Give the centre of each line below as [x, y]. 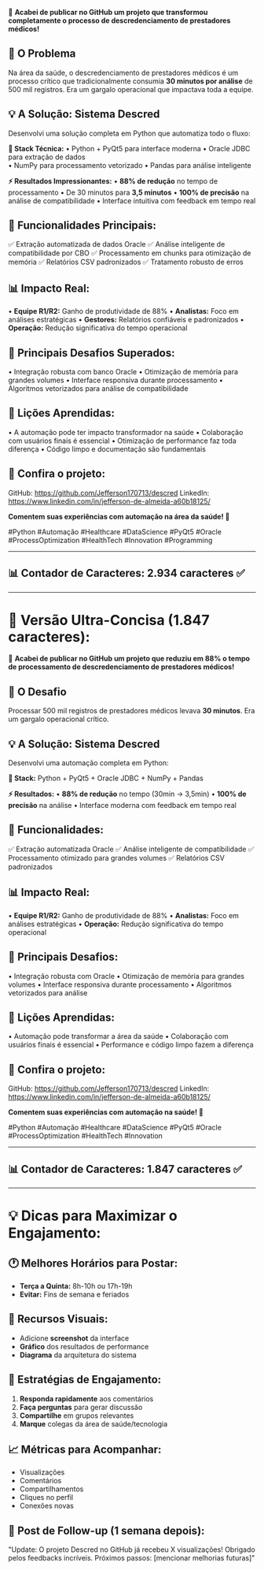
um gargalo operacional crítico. [59, 719]
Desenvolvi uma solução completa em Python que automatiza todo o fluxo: [129, 133]
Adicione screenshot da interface [74, 1338]
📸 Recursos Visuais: [58, 1319]
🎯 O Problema [42, 54]
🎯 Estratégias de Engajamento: [85, 1380]
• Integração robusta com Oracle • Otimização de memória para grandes [126, 976]
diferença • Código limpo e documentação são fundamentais [107, 448]
